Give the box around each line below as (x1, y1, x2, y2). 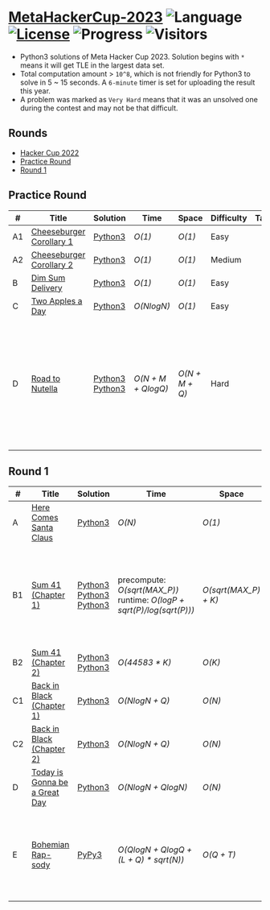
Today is (31, 767, 63, 778)
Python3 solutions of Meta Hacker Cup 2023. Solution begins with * (19, 52, 245, 61)
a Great (31, 787, 59, 798)
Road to (31, 373, 60, 384)
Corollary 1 (31, 236, 74, 247)
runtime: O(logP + (117, 594, 185, 606)
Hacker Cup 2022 (19, 147, 80, 157)
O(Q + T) (202, 850, 236, 861)
